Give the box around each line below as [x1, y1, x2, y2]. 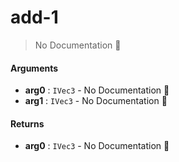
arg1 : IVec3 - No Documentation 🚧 [24, 95, 168, 107]
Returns [10, 117, 45, 130]
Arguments [10, 62, 59, 74]
